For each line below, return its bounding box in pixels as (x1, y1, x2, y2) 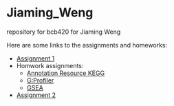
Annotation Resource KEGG (26, 69, 105, 77)
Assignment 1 (16, 54, 55, 63)
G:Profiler (26, 76, 54, 84)
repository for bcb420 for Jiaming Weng (6, 28, 121, 36)
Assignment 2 (16, 91, 56, 99)
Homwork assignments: (16, 61, 84, 70)
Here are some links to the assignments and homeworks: (6, 41, 168, 49)
